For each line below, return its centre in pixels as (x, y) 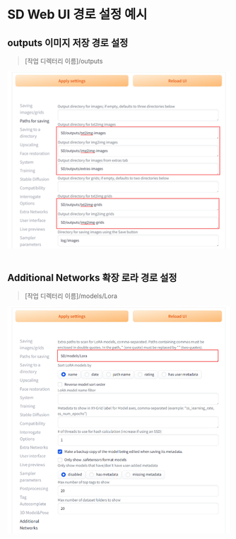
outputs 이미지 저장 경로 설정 (68, 43)
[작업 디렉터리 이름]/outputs (64, 61)
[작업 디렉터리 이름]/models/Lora (71, 296)
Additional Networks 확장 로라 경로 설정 (92, 278)
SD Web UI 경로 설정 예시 (77, 14)
